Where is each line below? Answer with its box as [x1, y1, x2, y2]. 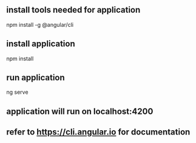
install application [6, 39, 76, 49]
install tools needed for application [6, 5, 141, 15]
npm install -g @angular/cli [6, 21, 74, 28]
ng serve [6, 88, 29, 96]
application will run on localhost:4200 [6, 106, 154, 116]
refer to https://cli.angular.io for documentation [6, 127, 191, 138]
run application [6, 72, 65, 83]
